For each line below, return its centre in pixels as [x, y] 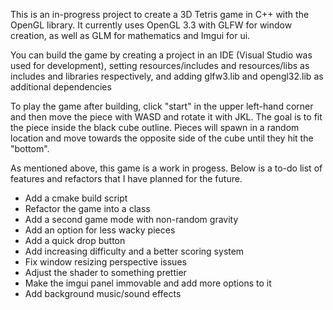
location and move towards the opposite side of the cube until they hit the [162, 138]
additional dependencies [61, 87]
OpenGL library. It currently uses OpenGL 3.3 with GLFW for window [151, 25]
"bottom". [30, 148]
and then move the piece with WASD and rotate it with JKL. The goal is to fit [166, 117]
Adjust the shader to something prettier [105, 272]
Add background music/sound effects [103, 293]
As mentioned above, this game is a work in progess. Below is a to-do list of [166, 168]
